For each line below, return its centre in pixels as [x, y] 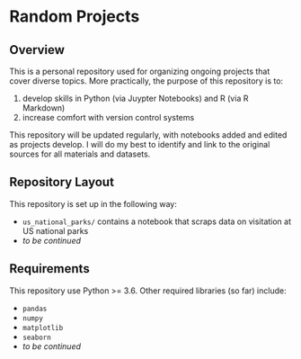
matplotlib [43, 328]
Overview [37, 50]
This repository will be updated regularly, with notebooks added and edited [148, 135]
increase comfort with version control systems [108, 117]
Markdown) [44, 108]
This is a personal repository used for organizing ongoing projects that [140, 71]
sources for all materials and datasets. [80, 154]
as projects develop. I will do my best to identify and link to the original [140, 144]
